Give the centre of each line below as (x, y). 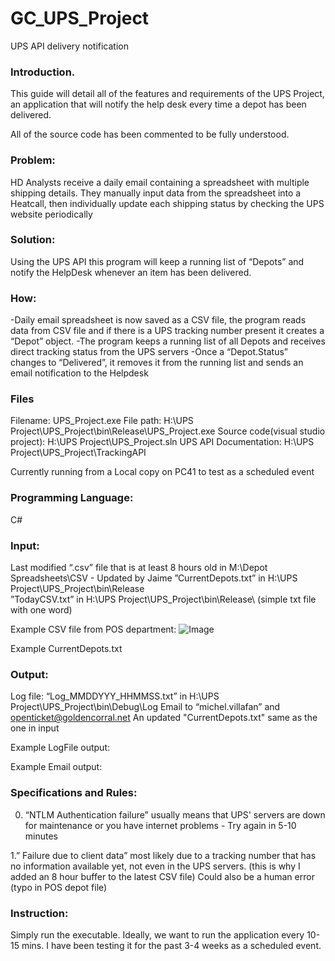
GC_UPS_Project (80, 18)
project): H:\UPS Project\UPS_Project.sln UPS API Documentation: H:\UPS (162, 442)
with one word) (41, 610)
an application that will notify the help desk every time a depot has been (158, 104)
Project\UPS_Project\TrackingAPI (78, 453)
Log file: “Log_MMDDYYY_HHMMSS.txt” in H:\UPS (115, 696)
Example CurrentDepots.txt (66, 649)
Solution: (33, 240)
